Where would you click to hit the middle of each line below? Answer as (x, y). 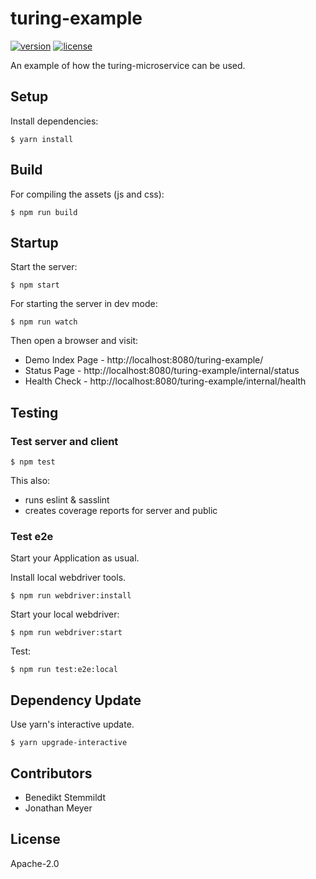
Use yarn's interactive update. (72, 724)
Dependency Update (76, 700)
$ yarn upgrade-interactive (69, 743)
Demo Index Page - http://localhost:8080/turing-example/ (144, 360)
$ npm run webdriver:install (71, 596)
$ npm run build (44, 212)
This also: (30, 481)
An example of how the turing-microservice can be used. (128, 65)
